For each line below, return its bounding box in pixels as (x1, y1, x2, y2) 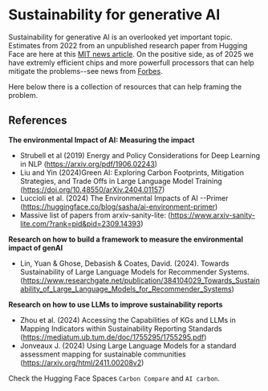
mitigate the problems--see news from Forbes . (8, 66, 163, 75)
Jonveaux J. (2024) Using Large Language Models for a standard (19, 340, 237, 350)
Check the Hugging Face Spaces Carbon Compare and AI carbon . (8, 373, 221, 383)
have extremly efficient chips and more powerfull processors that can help (8, 58, 254, 67)
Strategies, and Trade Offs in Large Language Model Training (19, 176, 222, 185)
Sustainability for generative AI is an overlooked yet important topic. (8, 32, 233, 42)
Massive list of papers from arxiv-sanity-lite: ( (19, 210, 171, 220)
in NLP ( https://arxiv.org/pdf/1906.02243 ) (19, 159, 158, 169)
